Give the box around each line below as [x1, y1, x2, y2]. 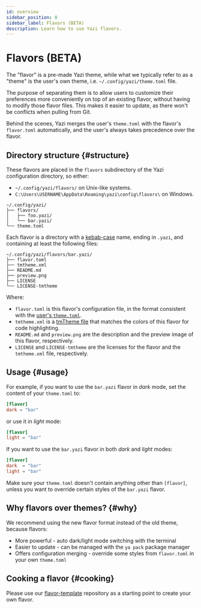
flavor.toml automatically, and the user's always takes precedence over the [6, 127, 195, 134]
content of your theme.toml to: [6, 390, 81, 397]
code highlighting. [14, 325, 60, 331]
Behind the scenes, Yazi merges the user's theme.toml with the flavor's [6, 120, 181, 127]
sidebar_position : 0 [6, 14, 58, 20]
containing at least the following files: [6, 240, 99, 247]
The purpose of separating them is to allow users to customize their [6, 89, 174, 97]
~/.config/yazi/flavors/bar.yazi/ [6, 251, 93, 257]
